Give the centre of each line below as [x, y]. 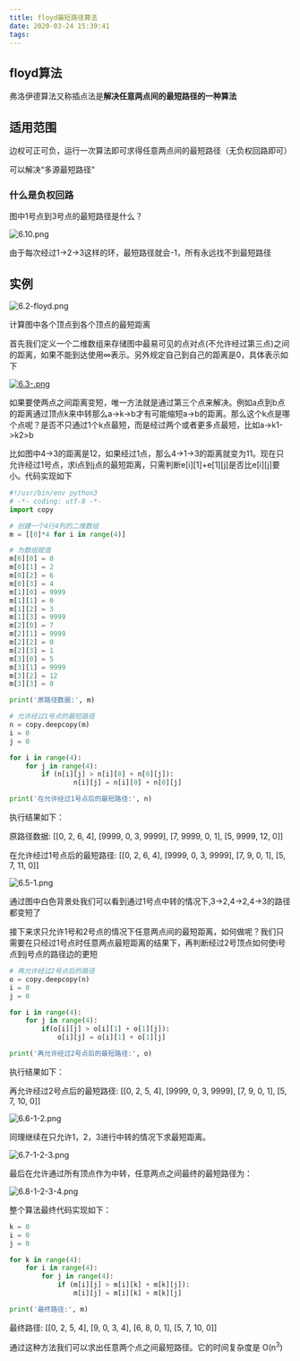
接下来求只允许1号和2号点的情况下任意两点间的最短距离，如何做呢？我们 [143, 932]
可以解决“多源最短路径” [52, 170]
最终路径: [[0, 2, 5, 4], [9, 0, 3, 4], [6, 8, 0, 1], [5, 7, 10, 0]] [113, 1327]
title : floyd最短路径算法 [54, 18]
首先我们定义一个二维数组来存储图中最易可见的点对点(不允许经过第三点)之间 [150, 344]
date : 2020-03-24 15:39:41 [60, 26]
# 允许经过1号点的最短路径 [52, 716]
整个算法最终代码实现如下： [60, 1209]
